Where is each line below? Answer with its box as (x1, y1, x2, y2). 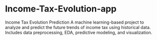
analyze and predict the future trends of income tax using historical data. (5, 24, 151, 30)
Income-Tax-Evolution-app (5, 3, 117, 14)
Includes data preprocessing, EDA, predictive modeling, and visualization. (5, 29, 153, 35)
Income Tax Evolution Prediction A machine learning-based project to (5, 19, 144, 25)
